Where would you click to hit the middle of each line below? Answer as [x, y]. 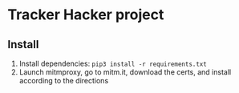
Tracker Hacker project [86, 15]
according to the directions [64, 81]
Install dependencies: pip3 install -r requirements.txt [113, 63]
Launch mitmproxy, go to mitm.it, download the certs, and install [125, 72]
